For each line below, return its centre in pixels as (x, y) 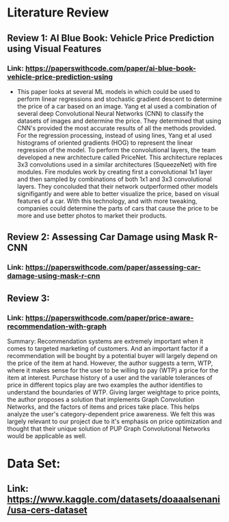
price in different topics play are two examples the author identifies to (105, 385)
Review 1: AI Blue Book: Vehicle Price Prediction (111, 38)
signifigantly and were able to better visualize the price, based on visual (118, 193)
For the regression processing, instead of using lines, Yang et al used (114, 135)
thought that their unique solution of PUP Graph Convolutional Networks (109, 428)
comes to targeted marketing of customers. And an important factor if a (108, 348)
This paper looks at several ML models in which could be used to (108, 91)
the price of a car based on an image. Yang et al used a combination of (117, 106)
